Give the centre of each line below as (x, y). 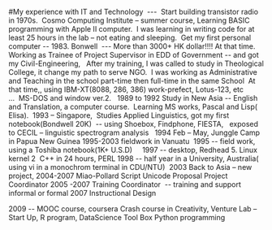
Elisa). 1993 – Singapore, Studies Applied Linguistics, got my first (119, 115)
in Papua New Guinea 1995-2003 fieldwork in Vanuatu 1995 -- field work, (132, 141)
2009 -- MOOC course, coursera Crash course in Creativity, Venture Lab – (133, 209)
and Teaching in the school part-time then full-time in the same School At (132, 81)
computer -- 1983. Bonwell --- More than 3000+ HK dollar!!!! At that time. (132, 46)
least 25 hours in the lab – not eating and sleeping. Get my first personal (130, 37)
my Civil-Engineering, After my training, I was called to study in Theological (136, 63)
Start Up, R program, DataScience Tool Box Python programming (117, 217)
